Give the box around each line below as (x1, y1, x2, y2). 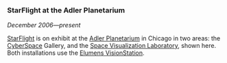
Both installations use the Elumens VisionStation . (7, 49, 145, 57)
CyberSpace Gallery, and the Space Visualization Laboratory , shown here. (7, 42, 217, 50)
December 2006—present (7, 21, 81, 29)
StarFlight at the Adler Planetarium (7, 5, 126, 15)
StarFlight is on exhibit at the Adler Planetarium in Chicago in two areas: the (7, 34, 221, 42)
